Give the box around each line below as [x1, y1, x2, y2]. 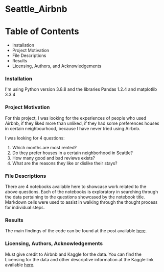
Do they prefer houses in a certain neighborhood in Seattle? [12, 150, 133, 156]
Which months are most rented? [12, 144, 77, 150]
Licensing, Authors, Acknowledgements [5, 240, 103, 247]
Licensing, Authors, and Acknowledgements [12, 63, 102, 69]
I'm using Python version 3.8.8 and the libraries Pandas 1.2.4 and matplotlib [5, 86, 157, 92]
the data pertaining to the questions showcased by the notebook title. [5, 194, 145, 200]
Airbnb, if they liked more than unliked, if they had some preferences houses [5, 120, 160, 126]
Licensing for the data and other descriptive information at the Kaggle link [5, 256, 154, 262]
